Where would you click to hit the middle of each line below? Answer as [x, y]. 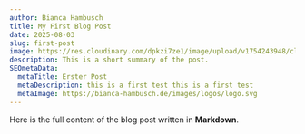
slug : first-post [42, 43]
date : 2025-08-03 [42, 34]
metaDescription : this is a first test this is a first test [136, 85]
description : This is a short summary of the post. [109, 60]
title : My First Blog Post [60, 26]
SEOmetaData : [34, 69]
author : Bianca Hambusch [56, 18]
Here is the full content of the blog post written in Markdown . [124, 120]
